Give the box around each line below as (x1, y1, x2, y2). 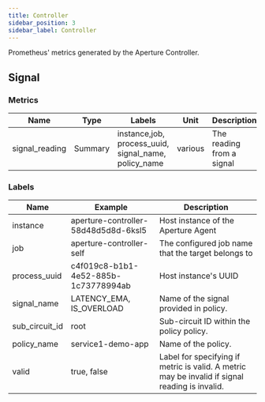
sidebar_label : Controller (8, 26, 97, 34)
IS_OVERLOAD (70, 303, 124, 314)
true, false (70, 366, 108, 378)
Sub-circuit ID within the (159, 316, 251, 327)
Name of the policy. (159, 339, 232, 350)
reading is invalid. (159, 381, 225, 392)
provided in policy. (159, 303, 228, 314)
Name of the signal (159, 293, 230, 304)
